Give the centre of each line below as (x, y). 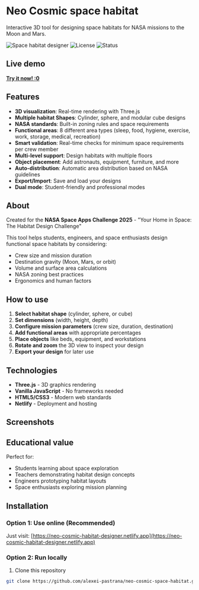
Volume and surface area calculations (61, 268)
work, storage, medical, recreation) (57, 136)
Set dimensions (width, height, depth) (61, 320)
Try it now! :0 (23, 78)
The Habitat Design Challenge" (44, 226)
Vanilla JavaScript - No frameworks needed (69, 391)
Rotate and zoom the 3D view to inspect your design (79, 345)
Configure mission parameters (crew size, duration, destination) (94, 326)
